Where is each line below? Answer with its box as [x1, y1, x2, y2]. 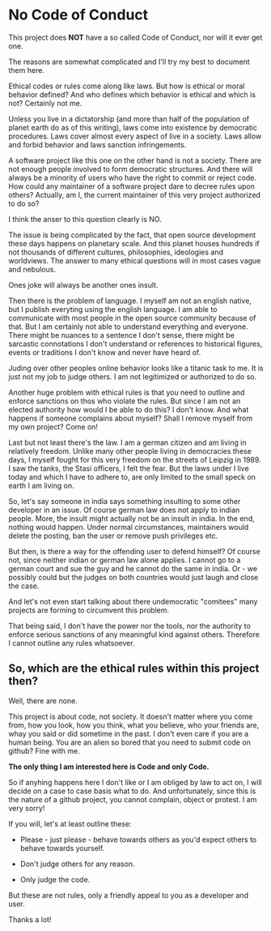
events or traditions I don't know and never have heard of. [8, 347, 201, 357]
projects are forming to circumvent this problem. [8, 605, 170, 615]
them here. [8, 65, 44, 75]
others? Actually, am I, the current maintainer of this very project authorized [8, 190, 261, 199]
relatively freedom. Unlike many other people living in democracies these [8, 446, 252, 455]
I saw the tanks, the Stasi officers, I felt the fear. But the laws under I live [8, 463, 249, 473]
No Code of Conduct [8, 6, 149, 24]
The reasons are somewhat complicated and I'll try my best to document [8, 57, 251, 66]
